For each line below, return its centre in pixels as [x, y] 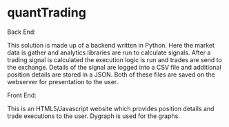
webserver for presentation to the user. [63, 81]
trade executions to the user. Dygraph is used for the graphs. [94, 116]
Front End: [22, 95]
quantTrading [47, 13]
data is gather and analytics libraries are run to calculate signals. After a [109, 52]
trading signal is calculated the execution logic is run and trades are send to [114, 59]
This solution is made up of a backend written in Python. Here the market [111, 45]
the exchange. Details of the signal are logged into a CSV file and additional [114, 67]
